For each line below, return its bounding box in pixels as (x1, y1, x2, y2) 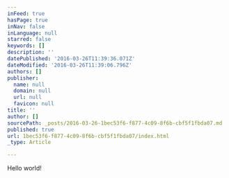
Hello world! (7, 164, 42, 172)
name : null (13, 81, 45, 88)
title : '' (7, 107, 36, 114)
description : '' (7, 49, 54, 56)
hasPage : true (7, 17, 49, 24)
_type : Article (7, 139, 52, 146)
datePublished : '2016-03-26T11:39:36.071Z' (7, 55, 136, 62)
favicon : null (13, 100, 54, 107)
